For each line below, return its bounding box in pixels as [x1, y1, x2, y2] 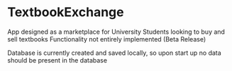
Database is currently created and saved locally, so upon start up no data [7, 49, 221, 57]
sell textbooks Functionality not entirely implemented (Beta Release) [7, 34, 206, 43]
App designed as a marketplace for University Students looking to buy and [7, 27, 226, 36]
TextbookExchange [7, 4, 124, 20]
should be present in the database [7, 56, 108, 64]
